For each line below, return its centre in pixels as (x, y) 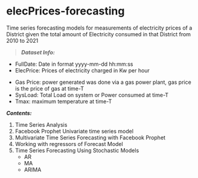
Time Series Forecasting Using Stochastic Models (77, 150)
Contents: (19, 113)
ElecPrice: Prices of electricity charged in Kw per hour (82, 70)
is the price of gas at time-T (49, 88)
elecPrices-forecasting (65, 11)
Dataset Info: (38, 52)
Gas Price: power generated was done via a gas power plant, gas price (103, 82)
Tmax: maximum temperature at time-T (63, 101)
